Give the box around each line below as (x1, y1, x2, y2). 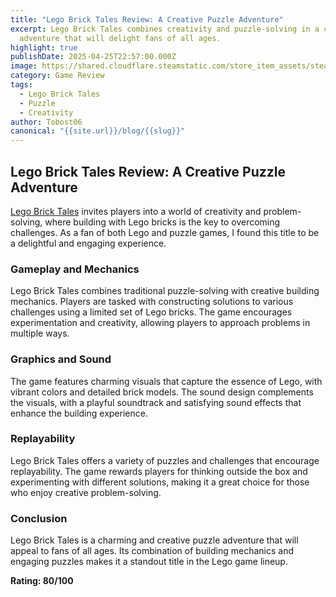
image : (10, 61, 38, 71)
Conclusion (10, 511, 68, 525)
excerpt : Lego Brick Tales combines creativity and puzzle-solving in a (10, 24, 320, 34)
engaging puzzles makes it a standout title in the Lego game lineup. (10, 556, 288, 568)
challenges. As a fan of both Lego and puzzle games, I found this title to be (10, 226, 320, 238)
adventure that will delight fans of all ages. (19, 33, 222, 43)
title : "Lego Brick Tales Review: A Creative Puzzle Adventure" (10, 14, 284, 25)
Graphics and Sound (10, 352, 112, 366)
